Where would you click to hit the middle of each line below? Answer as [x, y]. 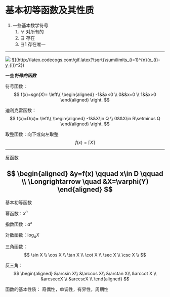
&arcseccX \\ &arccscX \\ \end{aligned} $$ [85, 279]
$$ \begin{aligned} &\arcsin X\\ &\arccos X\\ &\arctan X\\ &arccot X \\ [85, 273]
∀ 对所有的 [32, 31]
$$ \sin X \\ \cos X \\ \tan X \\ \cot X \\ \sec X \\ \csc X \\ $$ [85, 255]
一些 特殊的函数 [21, 75]
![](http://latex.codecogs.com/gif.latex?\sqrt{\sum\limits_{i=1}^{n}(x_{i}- [86, 60]
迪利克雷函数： [21, 110]
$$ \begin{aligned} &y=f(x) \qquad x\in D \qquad [85, 174]
